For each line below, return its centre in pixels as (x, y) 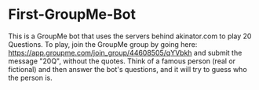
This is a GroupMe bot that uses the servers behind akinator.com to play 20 (130, 36)
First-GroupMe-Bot (72, 14)
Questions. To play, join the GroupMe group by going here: (103, 44)
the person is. (30, 77)
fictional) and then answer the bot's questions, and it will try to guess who (128, 69)
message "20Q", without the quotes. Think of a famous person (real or (122, 61)
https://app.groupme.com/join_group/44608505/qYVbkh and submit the (125, 52)
